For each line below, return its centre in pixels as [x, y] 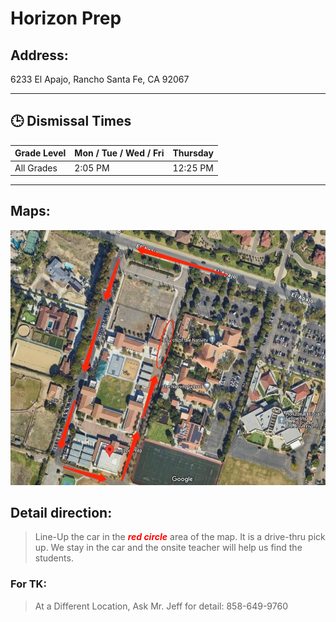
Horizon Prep [66, 18]
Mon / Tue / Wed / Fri [119, 153]
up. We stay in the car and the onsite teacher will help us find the [168, 548]
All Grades [36, 168]
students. [54, 558]
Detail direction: [61, 513]
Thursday [193, 153]
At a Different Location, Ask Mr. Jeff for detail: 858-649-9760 [161, 606]
